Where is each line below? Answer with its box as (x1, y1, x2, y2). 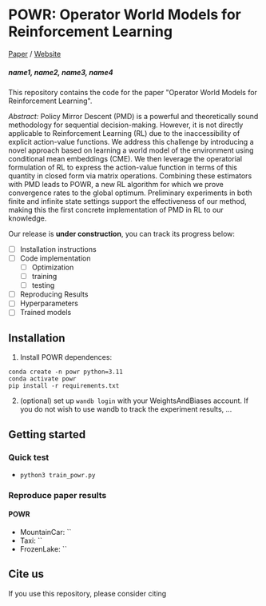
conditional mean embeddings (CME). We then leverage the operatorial (8, 153, 242, 163)
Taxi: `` (19, 536, 42, 545)
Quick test (8, 452, 50, 463)
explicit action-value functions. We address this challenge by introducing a (8, 137, 254, 146)
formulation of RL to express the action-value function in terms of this (8, 162, 238, 172)
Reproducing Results (19, 289, 89, 299)
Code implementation (19, 253, 91, 263)
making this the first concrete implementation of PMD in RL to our (8, 205, 224, 214)
